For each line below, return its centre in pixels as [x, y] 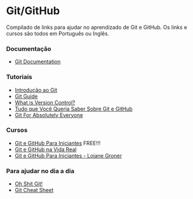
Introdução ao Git [36, 90]
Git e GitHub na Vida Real [46, 149]
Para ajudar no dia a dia [40, 171]
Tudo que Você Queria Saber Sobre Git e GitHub [74, 109]
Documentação [29, 48]
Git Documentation [38, 62]
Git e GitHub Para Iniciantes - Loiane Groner [68, 155]
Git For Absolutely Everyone [49, 115]
